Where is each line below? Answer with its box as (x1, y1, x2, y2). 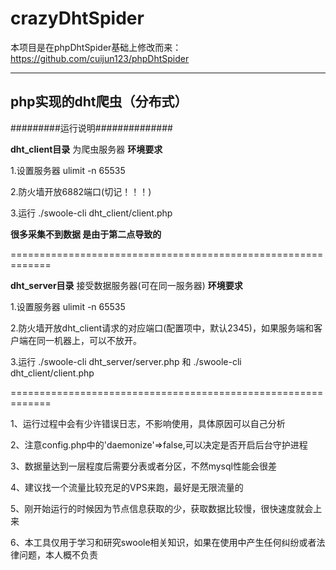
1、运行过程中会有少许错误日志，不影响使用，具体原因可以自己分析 (10, 417, 286, 429)
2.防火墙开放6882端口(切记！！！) (10, 185, 152, 197)
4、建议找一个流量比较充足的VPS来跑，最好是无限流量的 (10, 481, 244, 493)
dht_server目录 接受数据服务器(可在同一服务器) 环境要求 (10, 279, 243, 291)
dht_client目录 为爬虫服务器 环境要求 (10, 143, 163, 155)
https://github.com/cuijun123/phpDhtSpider (10, 52, 190, 64)
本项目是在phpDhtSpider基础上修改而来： (10, 41, 182, 53)
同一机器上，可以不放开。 (36, 334, 142, 346)
